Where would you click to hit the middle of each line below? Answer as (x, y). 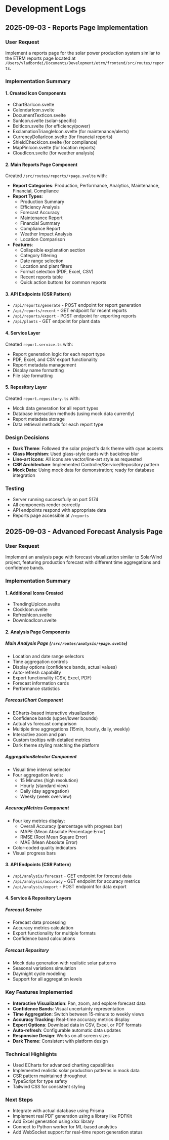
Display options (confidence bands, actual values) (65, 667)
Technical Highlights (31, 1054)
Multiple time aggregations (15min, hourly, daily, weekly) (71, 729)
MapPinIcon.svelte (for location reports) (54, 148)
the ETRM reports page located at (40, 58)
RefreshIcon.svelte (32, 615)
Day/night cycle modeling (39, 974)
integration (24, 475)
